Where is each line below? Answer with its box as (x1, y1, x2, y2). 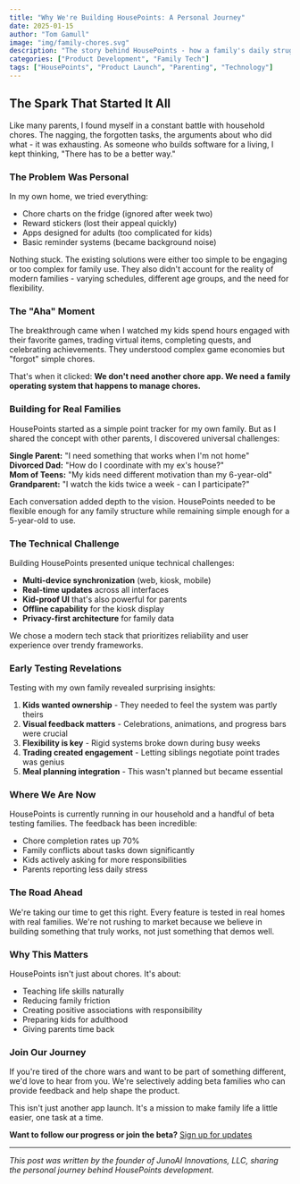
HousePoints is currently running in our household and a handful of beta (9, 808, 275, 819)
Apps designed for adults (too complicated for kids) (21, 227, 212, 238)
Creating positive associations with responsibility (21, 1005, 203, 1016)
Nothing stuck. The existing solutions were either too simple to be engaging (9, 254, 287, 265)
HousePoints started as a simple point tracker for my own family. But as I (9, 423, 277, 434)
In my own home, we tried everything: (9, 190, 149, 201)
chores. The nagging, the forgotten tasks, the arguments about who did (9, 129, 272, 140)
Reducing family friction (21, 995, 111, 1006)
